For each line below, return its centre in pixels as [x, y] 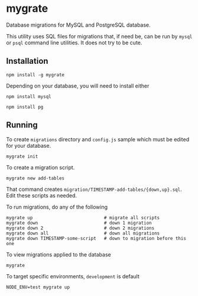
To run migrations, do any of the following [57, 207]
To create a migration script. [40, 167]
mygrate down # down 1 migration [79, 223]
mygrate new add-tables [35, 178]
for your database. [29, 145]
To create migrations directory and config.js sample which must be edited [98, 139]
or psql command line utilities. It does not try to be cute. [74, 43]
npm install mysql [29, 96]
